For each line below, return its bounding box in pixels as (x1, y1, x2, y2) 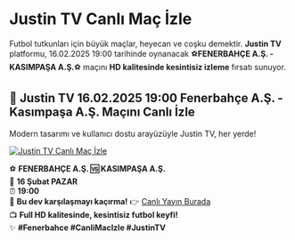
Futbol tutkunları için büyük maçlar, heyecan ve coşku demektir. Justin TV (9, 38, 283, 49)
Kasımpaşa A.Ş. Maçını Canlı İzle (9, 105, 196, 120)
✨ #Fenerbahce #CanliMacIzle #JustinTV (9, 222, 167, 233)
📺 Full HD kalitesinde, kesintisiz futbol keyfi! (9, 209, 178, 220)
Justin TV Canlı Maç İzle (9, 9, 193, 29)
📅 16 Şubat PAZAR (9, 176, 78, 187)
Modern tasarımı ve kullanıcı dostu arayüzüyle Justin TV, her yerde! (9, 128, 257, 139)
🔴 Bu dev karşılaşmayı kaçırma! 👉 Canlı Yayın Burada (9, 196, 211, 206)
